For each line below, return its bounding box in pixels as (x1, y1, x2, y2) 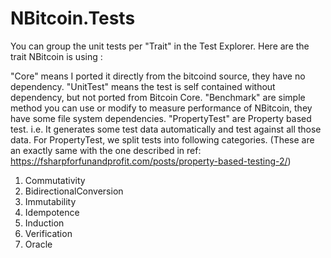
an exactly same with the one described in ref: (10, 144, 202, 156)
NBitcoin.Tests (10, 7, 136, 30)
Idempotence (24, 206, 80, 218)
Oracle (24, 238, 53, 250)
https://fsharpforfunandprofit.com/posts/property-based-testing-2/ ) (10, 155, 292, 167)
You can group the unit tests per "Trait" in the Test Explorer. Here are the (10, 40, 310, 52)
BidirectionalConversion (24, 185, 124, 197)
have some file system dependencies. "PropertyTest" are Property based (10, 112, 312, 124)
